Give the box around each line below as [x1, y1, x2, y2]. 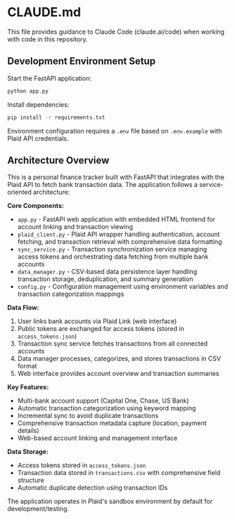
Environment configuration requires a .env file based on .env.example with [7, 126, 222, 135]
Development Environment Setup [7, 56, 156, 67]
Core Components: [7, 202, 65, 210]
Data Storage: [7, 448, 49, 456]
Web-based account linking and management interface [17, 434, 178, 443]
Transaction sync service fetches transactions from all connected [17, 339, 208, 348]
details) [17, 427, 40, 435]
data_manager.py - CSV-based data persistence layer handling [17, 268, 198, 276]
